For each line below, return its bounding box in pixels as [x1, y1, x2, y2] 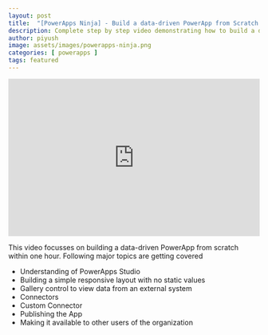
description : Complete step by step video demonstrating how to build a [8, 26, 255, 34]
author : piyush [8, 34, 59, 42]
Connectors [19, 292, 59, 301]
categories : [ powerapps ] [8, 49, 98, 57]
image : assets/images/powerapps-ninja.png [8, 42, 152, 50]
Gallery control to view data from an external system [19, 283, 193, 293]
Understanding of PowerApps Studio [19, 266, 141, 276]
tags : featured [8, 57, 59, 65]
